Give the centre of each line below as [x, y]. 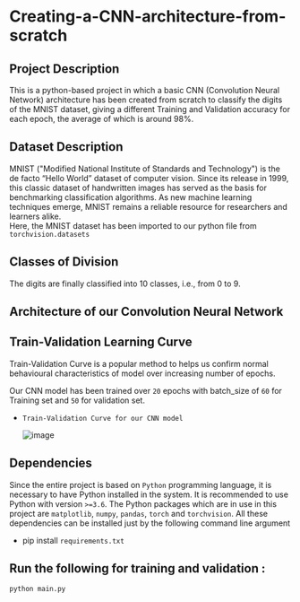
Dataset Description [66, 147]
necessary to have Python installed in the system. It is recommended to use [149, 494]
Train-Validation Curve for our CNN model [103, 418]
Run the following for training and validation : [137, 568]
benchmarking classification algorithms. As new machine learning [131, 197]
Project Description [64, 69]
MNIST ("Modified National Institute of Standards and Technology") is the [145, 169]
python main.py [38, 589]
